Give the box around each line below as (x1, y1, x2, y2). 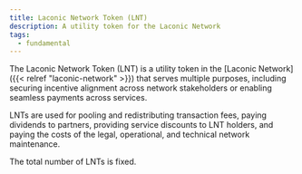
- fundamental (17, 38, 71, 48)
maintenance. (9, 139, 61, 150)
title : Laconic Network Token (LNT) (9, 13, 148, 23)
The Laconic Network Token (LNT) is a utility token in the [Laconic (9, 63, 257, 74)
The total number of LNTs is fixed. (9, 156, 137, 168)
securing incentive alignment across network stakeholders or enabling (9, 82, 272, 93)
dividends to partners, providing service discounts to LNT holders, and (9, 120, 274, 130)
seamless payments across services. (9, 92, 148, 103)
